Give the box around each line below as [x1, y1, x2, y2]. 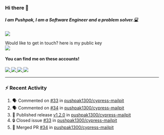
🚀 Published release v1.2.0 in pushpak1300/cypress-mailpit [12, 112, 131, 118]
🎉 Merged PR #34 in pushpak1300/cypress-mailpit [12, 124, 114, 131]
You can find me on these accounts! [5, 56, 80, 62]
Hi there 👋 [5, 4, 29, 11]
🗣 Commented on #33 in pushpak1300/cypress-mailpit [12, 97, 124, 104]
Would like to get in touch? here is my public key [5, 40, 102, 46]
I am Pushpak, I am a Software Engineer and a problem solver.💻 [5, 17, 139, 22]
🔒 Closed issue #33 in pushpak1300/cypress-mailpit [12, 117, 117, 123]
